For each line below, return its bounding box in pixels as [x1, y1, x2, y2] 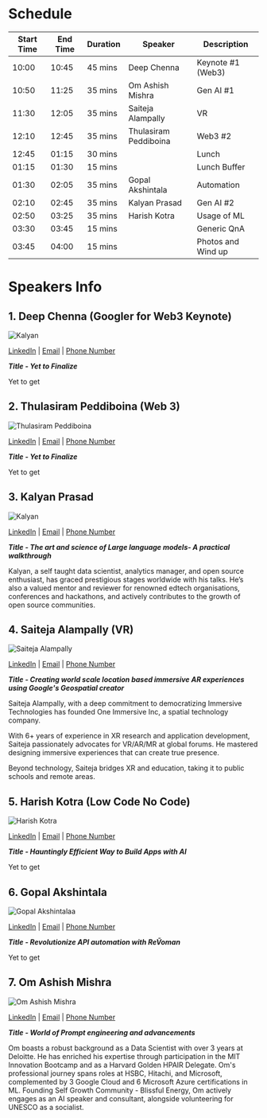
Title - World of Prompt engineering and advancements [8, 1027, 196, 1037]
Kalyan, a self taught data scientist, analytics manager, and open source [8, 566, 245, 575]
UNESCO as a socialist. [8, 1102, 85, 1112]
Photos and [196, 236, 240, 247]
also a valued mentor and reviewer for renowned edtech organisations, [8, 582, 240, 593]
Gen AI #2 [196, 197, 234, 208]
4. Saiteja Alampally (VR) [8, 622, 134, 637]
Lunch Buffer [196, 161, 246, 172]
